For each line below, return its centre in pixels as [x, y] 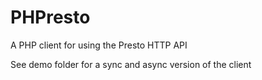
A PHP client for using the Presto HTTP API [99, 45]
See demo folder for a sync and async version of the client [131, 64]
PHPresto [50, 17]
